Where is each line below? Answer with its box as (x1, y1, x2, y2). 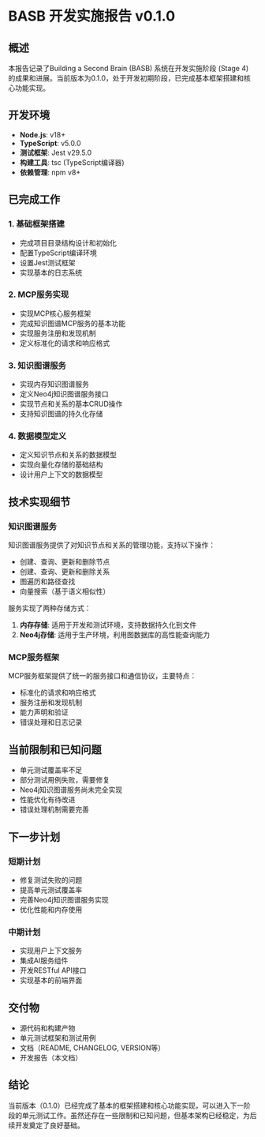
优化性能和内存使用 (19, 905, 83, 914)
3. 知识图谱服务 (8, 360, 67, 371)
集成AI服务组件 (19, 956, 69, 966)
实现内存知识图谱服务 (19, 380, 89, 389)
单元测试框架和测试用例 (19, 1033, 96, 1042)
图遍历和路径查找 (19, 577, 76, 587)
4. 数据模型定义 (8, 431, 67, 442)
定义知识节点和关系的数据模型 (19, 450, 117, 460)
